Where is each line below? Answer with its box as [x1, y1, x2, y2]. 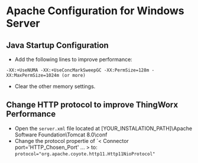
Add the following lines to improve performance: [14, 56, 133, 63]
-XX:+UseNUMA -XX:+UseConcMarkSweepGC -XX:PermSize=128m [6, 67, 150, 73]
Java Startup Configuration [6, 40, 109, 50]
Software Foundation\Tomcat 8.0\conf [14, 131, 108, 138]
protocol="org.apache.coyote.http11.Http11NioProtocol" [14, 151, 155, 157]
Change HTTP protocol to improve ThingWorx [6, 100, 178, 110]
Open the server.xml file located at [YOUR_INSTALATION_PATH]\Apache [14, 125, 193, 132]
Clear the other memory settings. [14, 83, 96, 90]
